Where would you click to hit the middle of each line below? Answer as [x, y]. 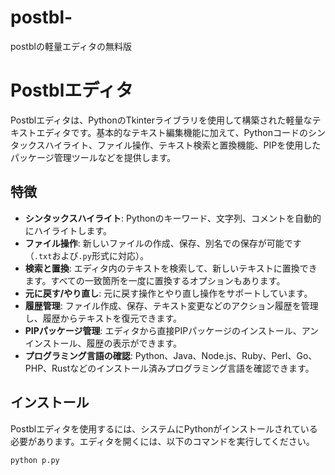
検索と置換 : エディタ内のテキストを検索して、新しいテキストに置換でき [171, 268]
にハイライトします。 [68, 230]
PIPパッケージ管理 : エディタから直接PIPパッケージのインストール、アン [172, 330]
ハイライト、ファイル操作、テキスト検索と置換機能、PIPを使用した [183, 145]
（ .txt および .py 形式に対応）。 [86, 255]
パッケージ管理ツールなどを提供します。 [93, 157]
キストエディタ [41, 132]
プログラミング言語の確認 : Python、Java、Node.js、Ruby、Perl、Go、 [171, 355]
